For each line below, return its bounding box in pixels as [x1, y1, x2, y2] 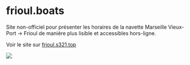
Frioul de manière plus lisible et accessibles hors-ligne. [23, 29, 157, 36]
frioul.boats [6, 4, 64, 18]
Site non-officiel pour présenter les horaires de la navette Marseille [6, 23, 167, 30]
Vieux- [168, 23, 184, 30]
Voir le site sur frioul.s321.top [6, 41, 77, 48]
